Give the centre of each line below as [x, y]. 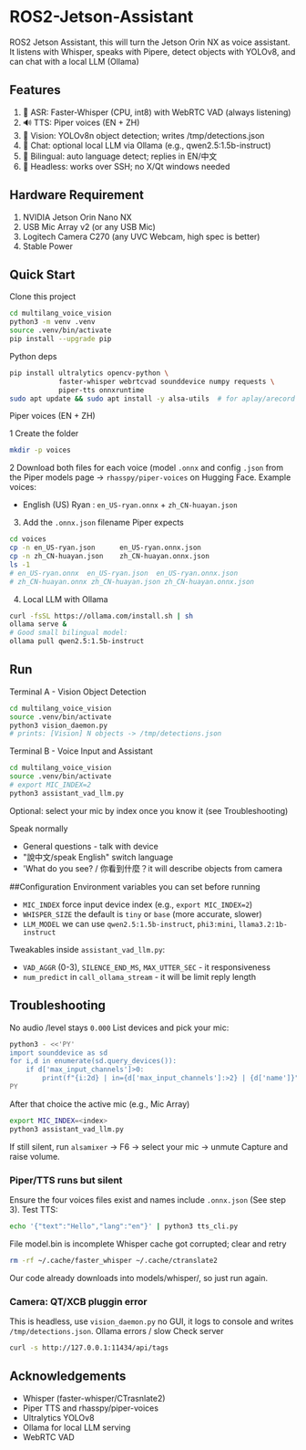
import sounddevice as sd [58, 1053]
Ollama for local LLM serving [76, 1427]
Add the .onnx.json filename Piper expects [103, 523]
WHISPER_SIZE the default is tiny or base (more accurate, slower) [142, 913]
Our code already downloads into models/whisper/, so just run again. [139, 1278]
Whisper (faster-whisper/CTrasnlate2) [94, 1398]
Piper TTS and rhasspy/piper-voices [91, 1408]
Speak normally [39, 829]
